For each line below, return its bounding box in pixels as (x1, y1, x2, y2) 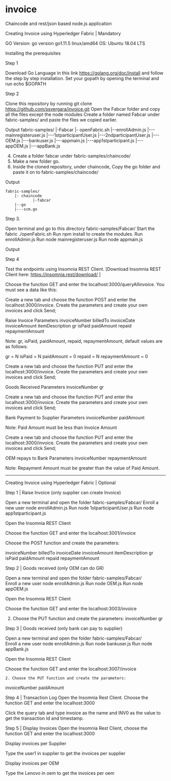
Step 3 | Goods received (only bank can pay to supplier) (5, 625, 123, 631)
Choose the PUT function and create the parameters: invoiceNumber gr (12, 615, 163, 621)
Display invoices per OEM (5, 760, 60, 766)
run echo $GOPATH (5, 81, 47, 87)
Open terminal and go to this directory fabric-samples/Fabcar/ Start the (5, 225, 155, 232)
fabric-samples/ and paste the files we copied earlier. (5, 116, 118, 123)
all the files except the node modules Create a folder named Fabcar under (5, 111, 160, 117)
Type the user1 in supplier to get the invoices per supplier (5, 750, 126, 756)
